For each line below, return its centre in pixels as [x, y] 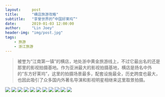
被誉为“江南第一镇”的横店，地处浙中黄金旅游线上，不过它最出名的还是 [89, 61]
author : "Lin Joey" [30, 28]
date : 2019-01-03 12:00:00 [40, 24]
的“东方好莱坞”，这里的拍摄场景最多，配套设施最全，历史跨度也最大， [89, 73]
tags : [11, 38]
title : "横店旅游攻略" [32, 14]
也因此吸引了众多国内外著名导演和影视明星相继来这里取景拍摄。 [82, 80]
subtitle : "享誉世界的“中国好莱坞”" [41, 19]
